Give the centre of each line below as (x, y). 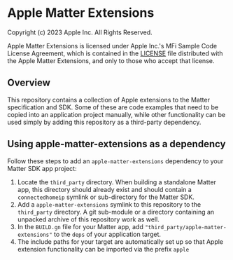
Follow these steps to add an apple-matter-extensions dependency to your (115, 161)
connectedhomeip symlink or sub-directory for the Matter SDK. (106, 197)
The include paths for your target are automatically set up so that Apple (120, 241)
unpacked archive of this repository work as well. (88, 219)
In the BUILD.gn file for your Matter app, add (80, 226)
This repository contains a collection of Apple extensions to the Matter (108, 100)
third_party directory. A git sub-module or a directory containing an (116, 212)
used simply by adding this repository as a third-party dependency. (104, 122)
